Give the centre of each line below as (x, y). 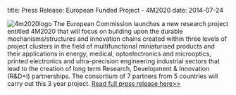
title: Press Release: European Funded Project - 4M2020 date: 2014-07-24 (116, 10)
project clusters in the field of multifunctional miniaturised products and (111, 46)
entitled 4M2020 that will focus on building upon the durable (95, 31)
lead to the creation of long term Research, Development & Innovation (108, 69)
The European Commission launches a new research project (141, 24)
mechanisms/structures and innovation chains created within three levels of (117, 39)
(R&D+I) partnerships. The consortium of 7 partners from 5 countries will (113, 76)
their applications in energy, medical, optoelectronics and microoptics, (109, 53)
